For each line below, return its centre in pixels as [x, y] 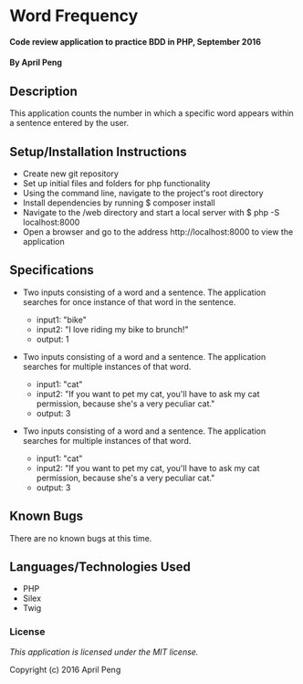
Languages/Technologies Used [100, 567]
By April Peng [36, 63]
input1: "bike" [61, 320]
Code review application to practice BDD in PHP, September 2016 [136, 41]
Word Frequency [74, 16]
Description [43, 91]
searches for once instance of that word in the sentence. [129, 301]
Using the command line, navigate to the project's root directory [143, 193]
